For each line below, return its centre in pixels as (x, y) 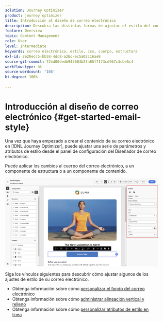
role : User (16, 41)
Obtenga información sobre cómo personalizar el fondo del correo (78, 289)
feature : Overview (24, 31)
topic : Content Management (32, 36)
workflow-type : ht (24, 67)
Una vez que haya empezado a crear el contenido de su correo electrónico (80, 141)
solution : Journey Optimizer (34, 10)
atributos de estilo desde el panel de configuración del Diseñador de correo (81, 151)
